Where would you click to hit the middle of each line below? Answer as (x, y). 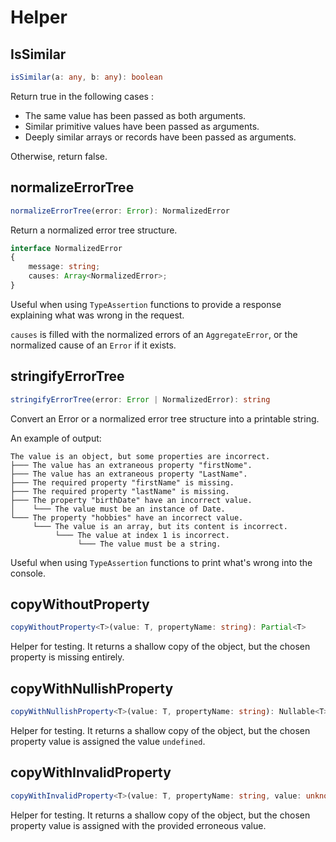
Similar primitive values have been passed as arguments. (142, 126)
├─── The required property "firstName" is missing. (122, 482)
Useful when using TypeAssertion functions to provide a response (146, 304)
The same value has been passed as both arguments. (135, 115)
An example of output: (56, 438)
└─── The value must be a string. (149, 544)
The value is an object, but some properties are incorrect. (140, 456)
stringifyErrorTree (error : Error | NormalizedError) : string (140, 399)
